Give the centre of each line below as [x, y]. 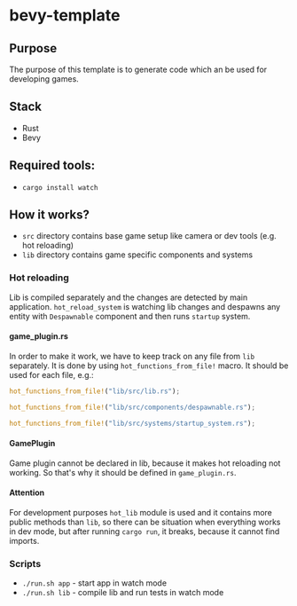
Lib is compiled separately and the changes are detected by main [129, 297]
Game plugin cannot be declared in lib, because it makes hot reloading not [145, 463]
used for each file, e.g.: [52, 374]
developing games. [44, 79]
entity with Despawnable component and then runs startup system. [130, 316]
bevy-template [65, 16]
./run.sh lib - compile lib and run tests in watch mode [123, 593]
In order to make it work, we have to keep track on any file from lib [132, 356]
